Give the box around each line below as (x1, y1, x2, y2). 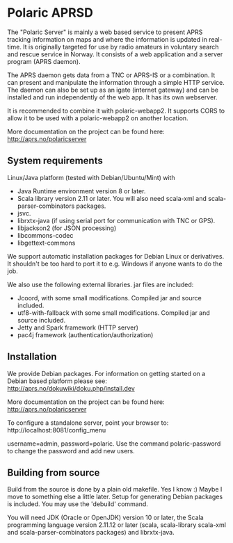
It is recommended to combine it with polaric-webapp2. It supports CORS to (7, 106, 225, 115)
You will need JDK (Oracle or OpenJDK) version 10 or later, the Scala (7, 513, 204, 522)
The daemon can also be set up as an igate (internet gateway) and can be (7, 86, 219, 94)
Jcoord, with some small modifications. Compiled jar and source (17, 293, 202, 302)
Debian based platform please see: (7, 377, 108, 385)
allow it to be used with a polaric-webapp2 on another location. (7, 113, 189, 122)
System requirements (7, 155, 103, 167)
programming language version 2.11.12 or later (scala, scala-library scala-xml (7, 521, 226, 529)
